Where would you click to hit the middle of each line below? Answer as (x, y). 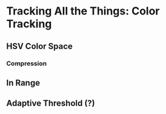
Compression (27, 63)
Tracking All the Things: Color (83, 11)
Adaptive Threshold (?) (51, 103)
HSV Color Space (39, 46)
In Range (23, 83)
